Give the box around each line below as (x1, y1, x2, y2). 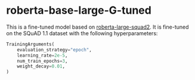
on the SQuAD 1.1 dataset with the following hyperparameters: (6, 29, 158, 36)
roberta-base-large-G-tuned (6, 4, 152, 17)
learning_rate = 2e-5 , (17, 52, 68, 59)
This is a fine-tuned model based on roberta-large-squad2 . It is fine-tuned (6, 23, 189, 30)
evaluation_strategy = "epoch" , (17, 47, 92, 53)
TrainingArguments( (6, 41, 55, 47)
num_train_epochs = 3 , (17, 58, 68, 64)
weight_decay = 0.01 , (17, 63, 66, 69)
